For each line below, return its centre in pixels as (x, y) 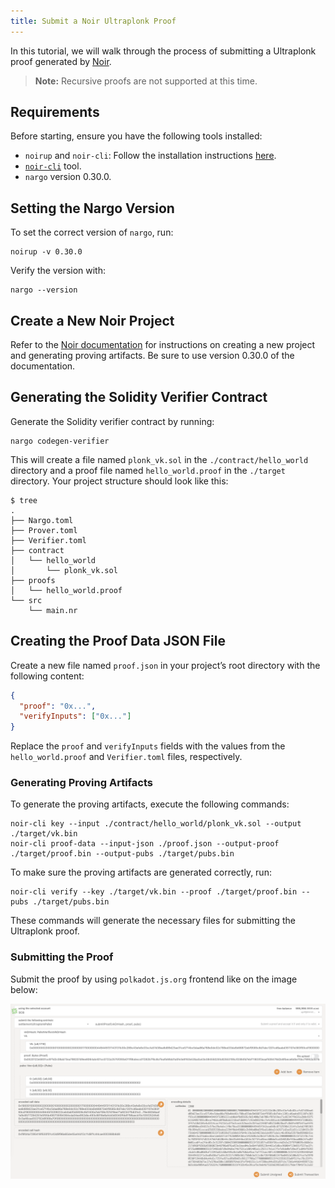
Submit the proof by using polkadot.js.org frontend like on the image (154, 979)
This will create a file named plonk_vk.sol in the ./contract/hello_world (159, 459)
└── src (26, 600)
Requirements (55, 112)
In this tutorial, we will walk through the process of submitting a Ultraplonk (163, 51)
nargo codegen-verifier (60, 441)
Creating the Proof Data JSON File (118, 641)
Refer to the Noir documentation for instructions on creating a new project (163, 345)
